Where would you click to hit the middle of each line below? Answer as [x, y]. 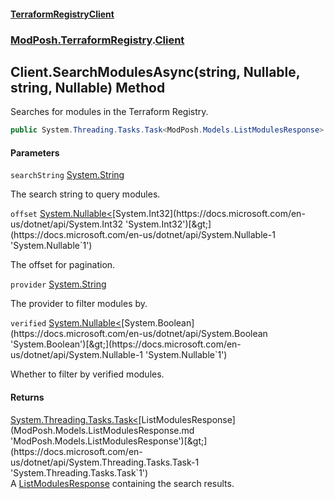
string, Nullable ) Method [88, 87]
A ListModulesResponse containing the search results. [122, 483]
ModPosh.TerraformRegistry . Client [97, 40]
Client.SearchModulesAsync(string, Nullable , [155, 71]
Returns [27, 397]
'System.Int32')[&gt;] [168, 224]
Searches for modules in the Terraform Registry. [109, 112]
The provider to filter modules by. [79, 304]
